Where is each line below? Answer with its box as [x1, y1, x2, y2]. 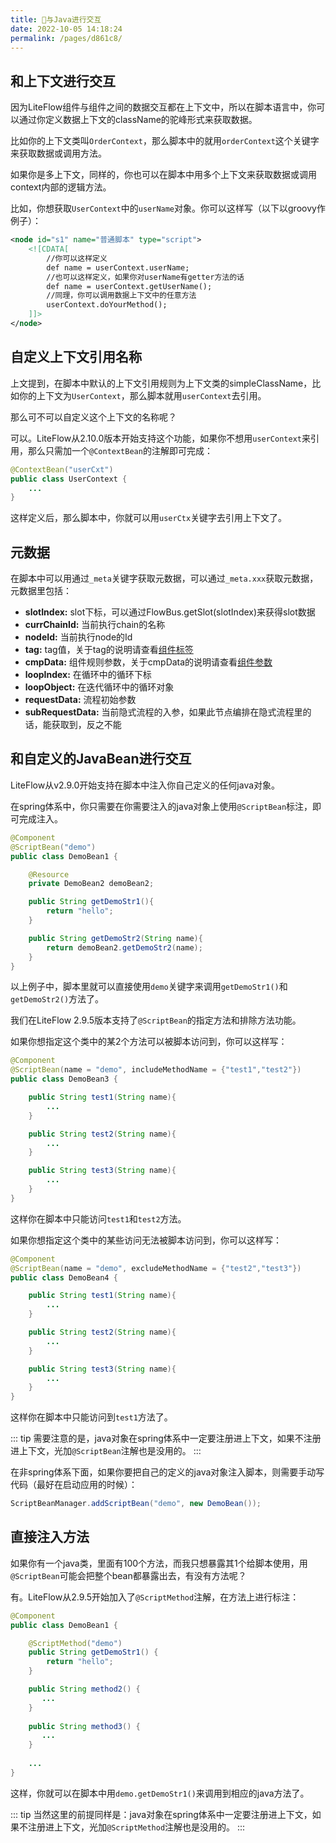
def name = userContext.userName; [46, 262, 190, 273]
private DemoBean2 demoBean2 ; [28, 879, 155, 889]
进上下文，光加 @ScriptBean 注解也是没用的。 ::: [10, 1445, 202, 1457]
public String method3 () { [28, 1721, 141, 1731]
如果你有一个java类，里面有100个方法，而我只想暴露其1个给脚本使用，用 [10, 1557, 308, 1569]
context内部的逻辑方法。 [10, 181, 112, 193]
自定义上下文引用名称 [10, 349, 142, 366]
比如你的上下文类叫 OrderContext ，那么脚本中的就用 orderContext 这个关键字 [10, 135, 320, 147]
